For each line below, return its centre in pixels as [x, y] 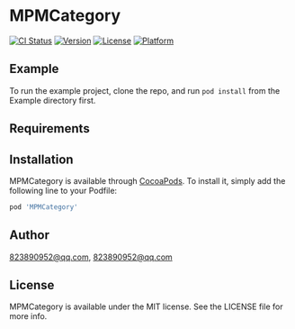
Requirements [49, 128]
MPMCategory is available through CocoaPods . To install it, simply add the [147, 180]
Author [29, 235]
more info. [28, 316]
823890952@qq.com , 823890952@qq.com [91, 257]
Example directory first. [53, 100]
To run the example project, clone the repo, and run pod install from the [145, 90]
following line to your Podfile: [63, 190]
